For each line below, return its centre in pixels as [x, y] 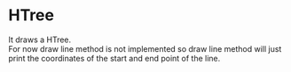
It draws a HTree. [40, 40]
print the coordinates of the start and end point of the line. [114, 58]
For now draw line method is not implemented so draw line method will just [145, 48]
